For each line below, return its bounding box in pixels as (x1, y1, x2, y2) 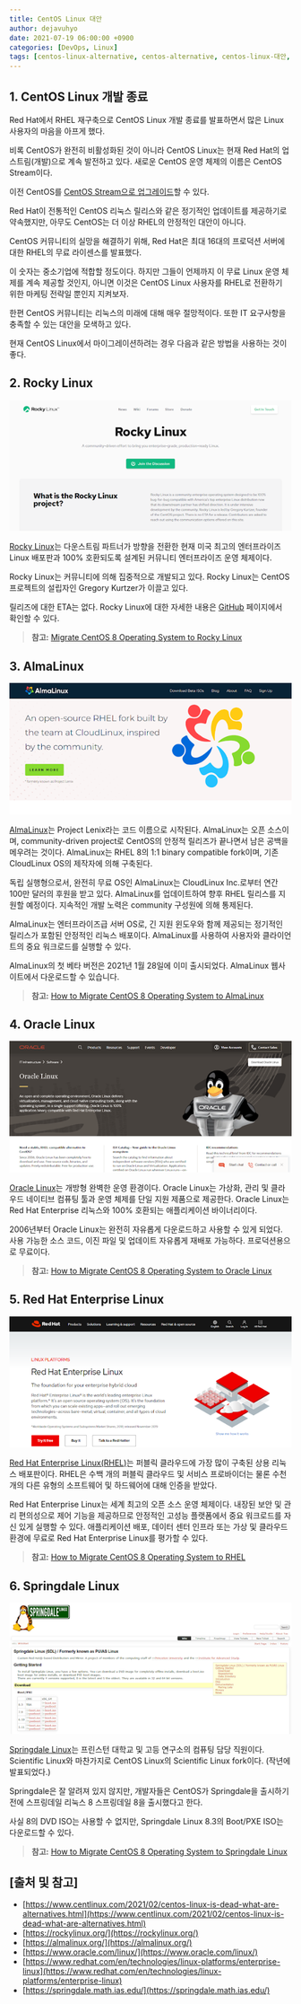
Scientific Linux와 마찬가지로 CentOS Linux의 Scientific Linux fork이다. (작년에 (9, 1755, 291, 1766)
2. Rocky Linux (9, 375, 94, 391)
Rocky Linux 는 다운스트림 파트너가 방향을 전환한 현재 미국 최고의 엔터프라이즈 (9, 541, 282, 552)
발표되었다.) (9, 1766, 51, 1777)
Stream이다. (9, 167, 53, 178)
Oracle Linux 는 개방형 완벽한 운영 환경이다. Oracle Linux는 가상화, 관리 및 (9, 1182, 269, 1193)
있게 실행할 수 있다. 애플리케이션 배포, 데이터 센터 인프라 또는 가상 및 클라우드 (18, 1522, 288, 1533)
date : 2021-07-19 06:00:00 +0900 (9, 33, 134, 42)
